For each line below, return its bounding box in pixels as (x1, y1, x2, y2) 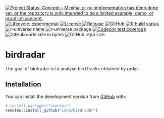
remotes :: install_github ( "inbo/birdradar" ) (5, 108, 98, 113)
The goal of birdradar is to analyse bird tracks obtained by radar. (5, 65, 140, 71)
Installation (5, 80, 41, 89)
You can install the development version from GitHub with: (5, 93, 126, 99)
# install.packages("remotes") (5, 103, 71, 108)
